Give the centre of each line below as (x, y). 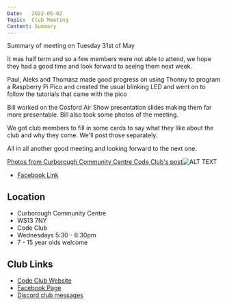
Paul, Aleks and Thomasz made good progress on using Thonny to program (114, 80)
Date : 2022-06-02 (35, 13)
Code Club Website (44, 281)
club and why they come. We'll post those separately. (82, 135)
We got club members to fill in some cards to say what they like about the (110, 128)
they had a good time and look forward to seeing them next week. (100, 67)
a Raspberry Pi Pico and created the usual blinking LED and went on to (107, 87)
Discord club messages (50, 295)
